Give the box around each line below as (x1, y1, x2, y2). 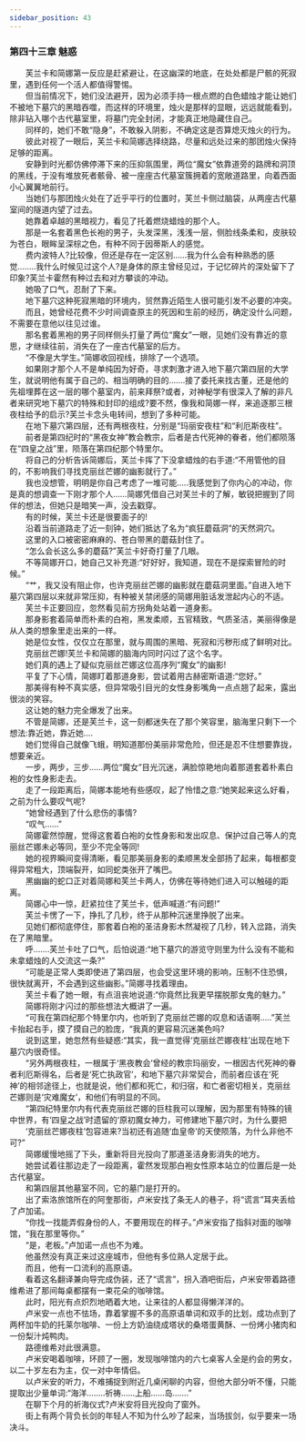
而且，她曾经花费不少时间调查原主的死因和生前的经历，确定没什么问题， (25, 306, 297, 317)
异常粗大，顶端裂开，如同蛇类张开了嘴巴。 (16, 864, 178, 875)
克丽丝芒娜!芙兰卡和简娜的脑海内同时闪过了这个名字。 (25, 647, 228, 658)
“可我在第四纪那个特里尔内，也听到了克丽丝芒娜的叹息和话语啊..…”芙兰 (25, 1011, 291, 1022)
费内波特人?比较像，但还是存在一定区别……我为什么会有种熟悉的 (25, 249, 267, 260)
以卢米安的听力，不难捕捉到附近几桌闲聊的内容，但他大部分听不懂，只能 (25, 1375, 297, 1386)
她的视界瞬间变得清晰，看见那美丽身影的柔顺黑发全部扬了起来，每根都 (25, 852, 289, 863)
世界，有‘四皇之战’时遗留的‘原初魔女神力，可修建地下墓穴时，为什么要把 (16, 1114, 287, 1125)
